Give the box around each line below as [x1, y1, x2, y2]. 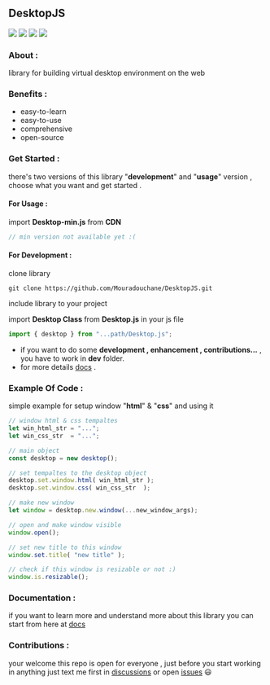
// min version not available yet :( [8, 232, 137, 241]
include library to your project [8, 298, 108, 308]
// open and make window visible [8, 520, 122, 529]
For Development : [8, 250, 72, 260]
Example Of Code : [8, 382, 84, 393]
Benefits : [8, 89, 47, 100]
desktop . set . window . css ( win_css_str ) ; [8, 484, 151, 492]
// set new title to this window [8, 543, 122, 551]
